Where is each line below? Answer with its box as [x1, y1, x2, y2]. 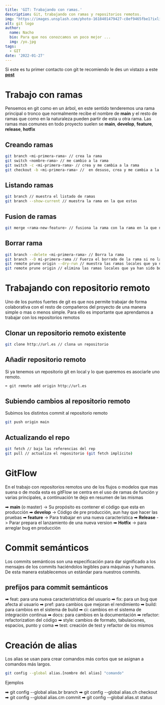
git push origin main [5, 420, 50, 424]
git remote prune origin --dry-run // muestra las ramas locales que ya [5, 261, 157, 266]
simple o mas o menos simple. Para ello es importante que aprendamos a [5, 309, 153, 316]
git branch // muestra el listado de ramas [5, 194, 96, 199]
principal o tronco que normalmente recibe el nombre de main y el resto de [5, 110, 157, 116]
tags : [5, 44, 16, 49]
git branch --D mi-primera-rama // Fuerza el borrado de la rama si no [5, 257, 155, 262]
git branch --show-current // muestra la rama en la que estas [5, 199, 137, 204]
